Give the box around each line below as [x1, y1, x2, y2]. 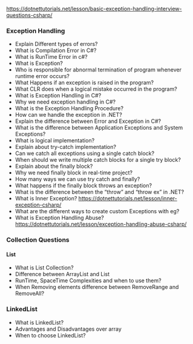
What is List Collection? [15, 264, 74, 271]
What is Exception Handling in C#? [15, 92, 102, 99]
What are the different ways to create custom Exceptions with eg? [15, 208, 180, 215]
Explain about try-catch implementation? [15, 144, 117, 151]
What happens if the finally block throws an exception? [15, 182, 152, 190]
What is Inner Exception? [15, 195, 77, 202]
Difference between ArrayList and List [15, 271, 110, 278]
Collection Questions [6, 236, 70, 244]
